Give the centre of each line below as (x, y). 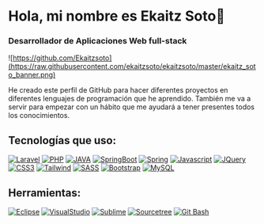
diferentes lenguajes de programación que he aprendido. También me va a (130, 99)
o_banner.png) (32, 75)
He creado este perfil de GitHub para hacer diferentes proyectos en (118, 90)
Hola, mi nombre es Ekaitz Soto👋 (117, 16)
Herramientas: (45, 193)
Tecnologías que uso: (62, 140)
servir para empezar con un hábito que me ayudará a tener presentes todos (132, 107)
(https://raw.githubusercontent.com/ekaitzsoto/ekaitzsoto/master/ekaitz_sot (132, 66)
